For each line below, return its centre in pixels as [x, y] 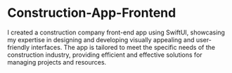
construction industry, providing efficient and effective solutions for [105, 55]
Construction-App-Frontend [92, 13]
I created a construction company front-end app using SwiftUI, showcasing [116, 32]
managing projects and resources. [57, 62]
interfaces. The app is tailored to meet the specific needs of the [123, 47]
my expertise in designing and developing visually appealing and [101, 39]
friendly [19, 47]
